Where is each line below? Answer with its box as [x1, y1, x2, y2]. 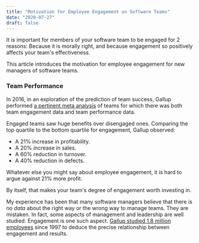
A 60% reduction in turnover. [14, 150, 87, 157]
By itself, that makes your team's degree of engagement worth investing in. [6, 186, 192, 193]
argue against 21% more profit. [6, 175, 83, 182]
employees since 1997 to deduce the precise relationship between [6, 223, 170, 230]
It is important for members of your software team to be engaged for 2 [6, 37, 180, 44]
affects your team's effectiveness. [6, 49, 91, 56]
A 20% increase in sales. [14, 144, 77, 151]
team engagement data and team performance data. [6, 108, 136, 116]
